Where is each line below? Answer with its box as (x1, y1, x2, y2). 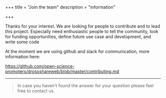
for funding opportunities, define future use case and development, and (5, 34, 151, 39)
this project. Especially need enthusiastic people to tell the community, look (5, 29, 159, 34)
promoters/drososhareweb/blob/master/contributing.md (5, 68, 120, 74)
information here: (5, 54, 41, 60)
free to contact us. (17, 88, 55, 94)
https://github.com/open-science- (5, 64, 75, 69)
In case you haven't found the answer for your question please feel (17, 83, 154, 88)
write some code (5, 39, 40, 45)
